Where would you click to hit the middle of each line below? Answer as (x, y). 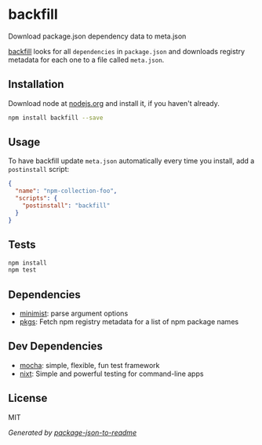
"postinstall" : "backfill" (66, 206)
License (28, 398)
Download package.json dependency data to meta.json (97, 36)
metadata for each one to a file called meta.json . (86, 60)
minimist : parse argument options (74, 314)
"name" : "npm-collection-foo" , (66, 191)
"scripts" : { (36, 199)
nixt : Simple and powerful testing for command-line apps (111, 374)
